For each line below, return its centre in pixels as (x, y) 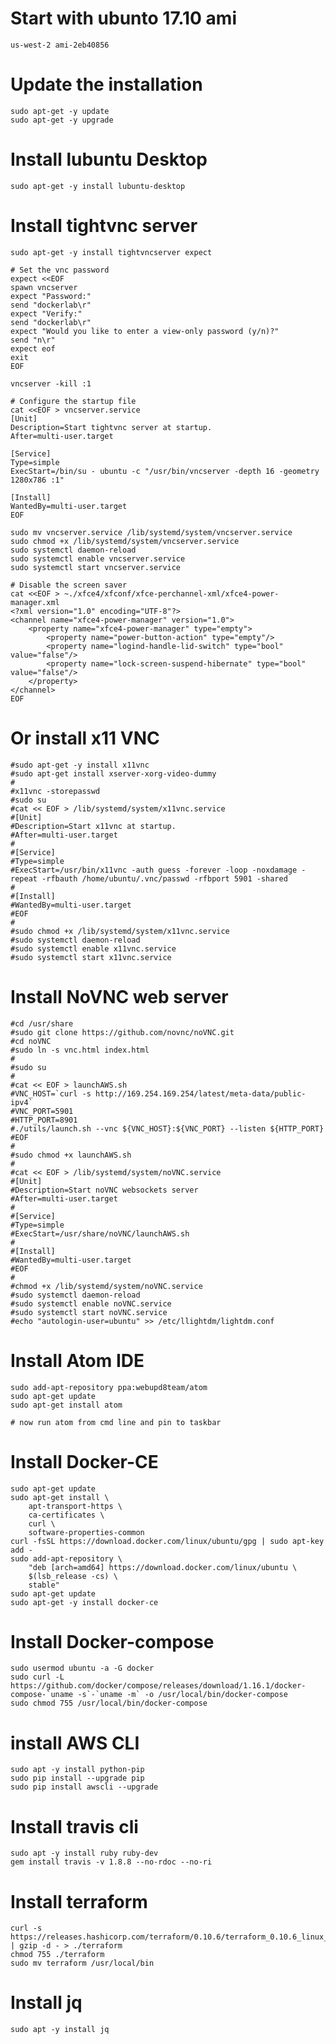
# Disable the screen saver (69, 585)
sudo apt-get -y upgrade (62, 120)
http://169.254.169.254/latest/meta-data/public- (201, 1093)
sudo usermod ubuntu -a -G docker (82, 1668)
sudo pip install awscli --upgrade (84, 1787)
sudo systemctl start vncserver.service (96, 567)
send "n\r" (33, 340)
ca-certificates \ (66, 1515)
